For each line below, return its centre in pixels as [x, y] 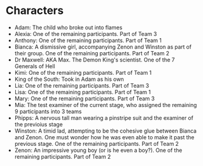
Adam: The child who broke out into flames [68, 27]
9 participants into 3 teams [48, 111]
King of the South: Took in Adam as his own [69, 79]
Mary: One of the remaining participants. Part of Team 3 [84, 99]
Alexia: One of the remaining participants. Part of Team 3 [86, 33]
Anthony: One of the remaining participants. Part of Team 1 [88, 40]
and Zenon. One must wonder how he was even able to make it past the [105, 137]
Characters [35, 11]
